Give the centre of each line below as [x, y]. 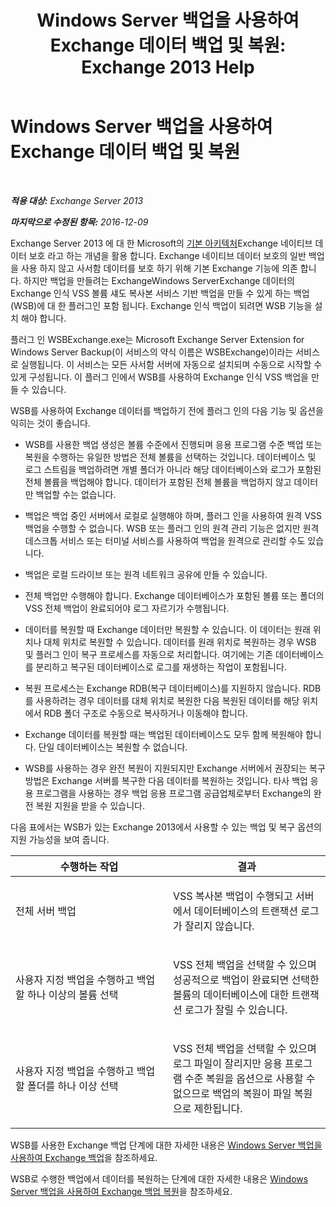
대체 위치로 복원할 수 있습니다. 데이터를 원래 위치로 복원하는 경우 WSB [180, 642]
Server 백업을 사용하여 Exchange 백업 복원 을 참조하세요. [121, 1191]
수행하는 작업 [89, 866]
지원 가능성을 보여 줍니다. [60, 839]
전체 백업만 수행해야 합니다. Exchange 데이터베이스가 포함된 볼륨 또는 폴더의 [174, 595]
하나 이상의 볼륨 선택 [73, 994]
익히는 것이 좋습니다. [50, 423]
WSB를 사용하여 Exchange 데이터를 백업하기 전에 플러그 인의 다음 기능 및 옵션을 [167, 410]
